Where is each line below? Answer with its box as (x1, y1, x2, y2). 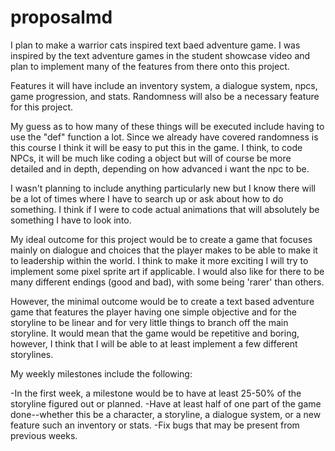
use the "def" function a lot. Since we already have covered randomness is (10, 131, 319, 143)
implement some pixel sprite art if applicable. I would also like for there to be (10, 265, 325, 277)
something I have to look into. (10, 214, 132, 226)
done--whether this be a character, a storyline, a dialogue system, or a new (10, 408, 322, 420)
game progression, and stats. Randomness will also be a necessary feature (10, 90, 320, 102)
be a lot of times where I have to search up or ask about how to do (10, 192, 284, 205)
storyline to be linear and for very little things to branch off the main (10, 316, 289, 328)
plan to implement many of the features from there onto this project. (10, 60, 290, 72)
